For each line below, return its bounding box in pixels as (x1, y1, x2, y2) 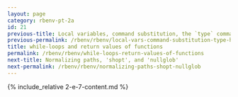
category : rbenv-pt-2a (7, 17, 74, 24)
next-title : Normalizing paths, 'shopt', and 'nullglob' (7, 57, 179, 64)
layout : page (7, 10, 46, 18)
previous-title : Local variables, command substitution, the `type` (7, 30, 214, 38)
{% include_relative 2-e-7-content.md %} (7, 82, 129, 91)
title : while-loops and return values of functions (7, 43, 163, 50)
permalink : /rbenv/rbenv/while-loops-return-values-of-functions (7, 50, 204, 57)
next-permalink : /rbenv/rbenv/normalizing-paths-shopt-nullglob (7, 63, 201, 70)
